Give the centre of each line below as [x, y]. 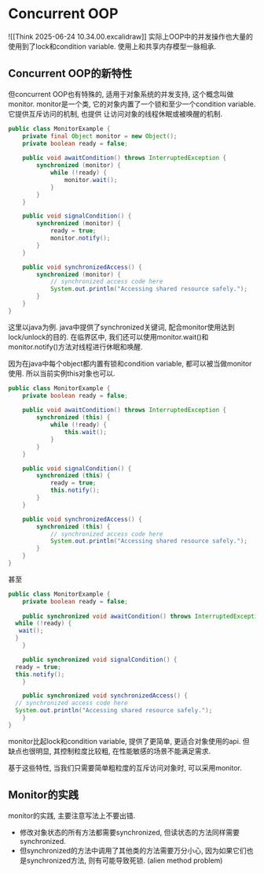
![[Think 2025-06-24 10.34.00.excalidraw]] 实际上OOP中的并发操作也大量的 [130, 36]
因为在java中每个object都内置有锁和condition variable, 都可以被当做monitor [130, 363]
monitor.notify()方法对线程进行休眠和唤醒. [75, 347]
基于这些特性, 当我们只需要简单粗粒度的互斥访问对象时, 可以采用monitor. [125, 767]
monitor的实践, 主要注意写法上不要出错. [72, 815]
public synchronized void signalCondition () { [100, 659]
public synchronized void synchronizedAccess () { [105, 696]
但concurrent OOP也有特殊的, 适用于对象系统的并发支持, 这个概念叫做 [121, 94]
